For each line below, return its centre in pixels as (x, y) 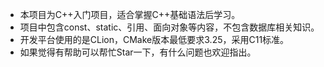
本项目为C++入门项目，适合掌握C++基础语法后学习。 (130, 14)
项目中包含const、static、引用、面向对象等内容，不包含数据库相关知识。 (169, 27)
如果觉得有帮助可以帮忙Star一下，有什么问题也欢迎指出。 (138, 52)
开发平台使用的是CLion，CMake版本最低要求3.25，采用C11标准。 (154, 39)
